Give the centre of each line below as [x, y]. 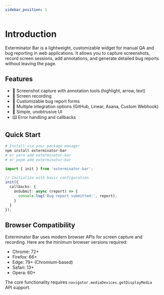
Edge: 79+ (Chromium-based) [42, 262]
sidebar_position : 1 [26, 10]
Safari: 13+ [23, 267]
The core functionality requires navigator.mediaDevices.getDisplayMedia [79, 282]
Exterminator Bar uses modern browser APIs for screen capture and [74, 237]
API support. [18, 288]
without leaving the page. [31, 63]
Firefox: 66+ [25, 257]
